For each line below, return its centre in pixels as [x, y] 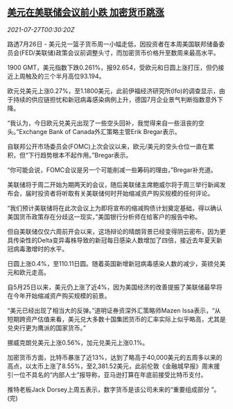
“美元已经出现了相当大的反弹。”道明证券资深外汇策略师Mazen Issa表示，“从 [114, 310]
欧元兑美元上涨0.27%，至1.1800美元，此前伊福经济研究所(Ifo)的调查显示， [113, 91]
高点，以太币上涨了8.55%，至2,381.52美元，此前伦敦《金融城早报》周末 [111, 366]
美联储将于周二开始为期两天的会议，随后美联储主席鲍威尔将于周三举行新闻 [113, 184]
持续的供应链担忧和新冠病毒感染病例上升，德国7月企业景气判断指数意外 [115, 99]
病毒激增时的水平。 [40, 249]
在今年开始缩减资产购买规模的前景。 [59, 295]
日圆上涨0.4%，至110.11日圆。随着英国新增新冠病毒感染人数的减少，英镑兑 [113, 263]
